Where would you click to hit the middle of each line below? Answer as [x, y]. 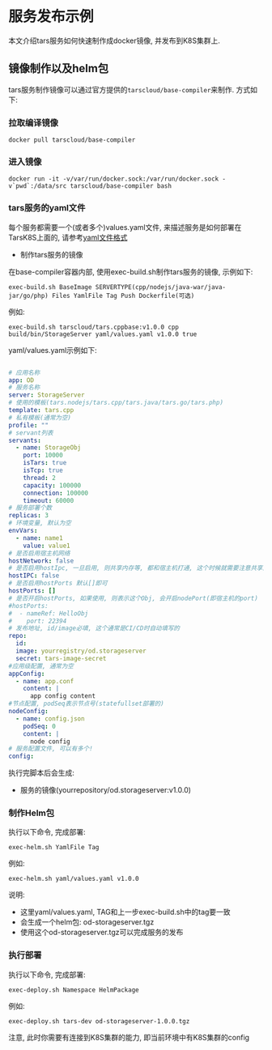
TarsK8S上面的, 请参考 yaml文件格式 [68, 237]
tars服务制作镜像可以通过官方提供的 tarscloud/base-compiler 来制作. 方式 [130, 89]
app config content [62, 696]
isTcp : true [43, 470]
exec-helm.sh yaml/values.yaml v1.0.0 [74, 879]
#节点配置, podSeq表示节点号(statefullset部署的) [86, 704]
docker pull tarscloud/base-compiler [72, 140]
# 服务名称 [24, 388]
